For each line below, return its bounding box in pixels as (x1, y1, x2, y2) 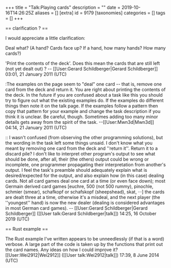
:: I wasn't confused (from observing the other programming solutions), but (5, 135, 163, 140)
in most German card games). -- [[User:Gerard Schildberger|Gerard (5, 205, 148, 211)
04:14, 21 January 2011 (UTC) (5, 125, 67, 130)
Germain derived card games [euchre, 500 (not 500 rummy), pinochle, (5, 184, 154, 189)
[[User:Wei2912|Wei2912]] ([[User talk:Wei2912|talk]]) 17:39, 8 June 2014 (5, 252, 159, 258)
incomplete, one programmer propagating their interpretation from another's (5, 162, 166, 168)
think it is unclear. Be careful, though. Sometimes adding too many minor (5, 114, 158, 120)
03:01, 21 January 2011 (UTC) (5, 71, 67, 77)
